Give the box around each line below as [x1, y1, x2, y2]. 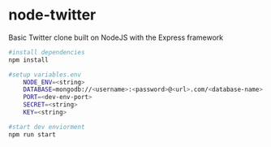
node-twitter [8, 6, 97, 24]
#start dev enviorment [8, 123, 85, 131]
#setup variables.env [8, 71, 82, 79]
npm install [8, 55, 49, 64]
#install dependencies [8, 48, 85, 56]
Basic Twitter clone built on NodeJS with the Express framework [8, 32, 224, 42]
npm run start [8, 130, 57, 139]
